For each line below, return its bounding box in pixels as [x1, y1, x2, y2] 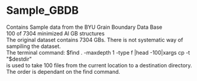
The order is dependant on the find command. [6, 68, 121, 75]
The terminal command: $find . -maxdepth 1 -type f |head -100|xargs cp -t [6, 49, 190, 56]
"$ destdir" [6, 55, 32, 62]
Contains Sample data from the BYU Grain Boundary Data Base [6, 23, 163, 31]
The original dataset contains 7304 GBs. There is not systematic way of [6, 36, 183, 43]
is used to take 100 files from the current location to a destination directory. [6, 61, 192, 69]
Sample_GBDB [6, 4, 79, 17]
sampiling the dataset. [6, 43, 61, 50]
